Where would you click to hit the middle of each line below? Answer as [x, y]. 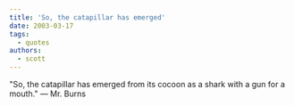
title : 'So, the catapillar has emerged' [88, 17]
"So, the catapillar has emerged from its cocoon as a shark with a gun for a [147, 84]
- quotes [34, 42]
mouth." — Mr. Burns [48, 94]
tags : [19, 34]
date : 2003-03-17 [42, 26]
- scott [32, 59]
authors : [25, 51]
